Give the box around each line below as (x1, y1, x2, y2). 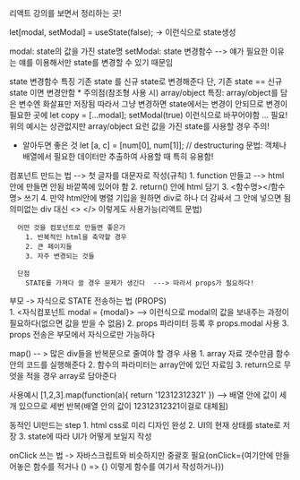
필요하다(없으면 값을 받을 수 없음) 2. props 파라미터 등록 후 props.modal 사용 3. (9, 318, 289, 329)
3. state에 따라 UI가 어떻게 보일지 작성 (18, 431, 152, 441)
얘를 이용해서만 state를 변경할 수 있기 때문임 (18, 57, 173, 67)
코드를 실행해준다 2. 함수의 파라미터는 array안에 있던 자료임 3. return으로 (25, 359, 282, 370)
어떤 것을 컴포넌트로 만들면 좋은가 (17, 223, 126, 232)
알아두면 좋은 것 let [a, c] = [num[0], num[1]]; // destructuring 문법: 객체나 (21, 140, 287, 150)
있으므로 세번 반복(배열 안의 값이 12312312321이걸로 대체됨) (18, 401, 229, 411)
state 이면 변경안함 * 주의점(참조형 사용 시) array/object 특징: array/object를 (9, 88, 279, 98)
